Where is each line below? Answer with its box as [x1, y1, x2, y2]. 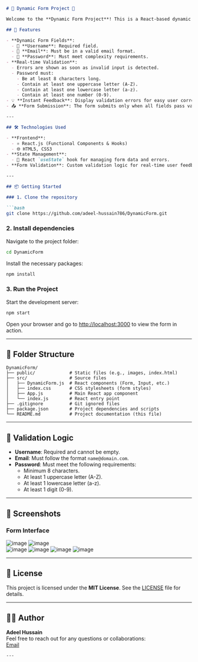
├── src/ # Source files [6, 375, 107, 381]
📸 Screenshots [6, 508, 61, 518]
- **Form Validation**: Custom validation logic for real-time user [6, 163, 178, 168]
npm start [6, 310, 31, 316]
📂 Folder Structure [6, 349, 75, 359]
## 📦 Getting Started [6, 183, 62, 190]
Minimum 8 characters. [23, 467, 80, 474]
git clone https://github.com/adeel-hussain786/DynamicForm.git [6, 210, 167, 216]
